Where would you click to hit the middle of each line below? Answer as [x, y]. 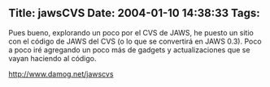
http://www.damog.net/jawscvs [61, 74]
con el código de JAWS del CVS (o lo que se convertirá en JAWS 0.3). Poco [135, 41]
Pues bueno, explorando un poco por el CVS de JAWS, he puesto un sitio [131, 32]
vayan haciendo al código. [52, 58]
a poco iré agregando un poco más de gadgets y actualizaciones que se [129, 50]
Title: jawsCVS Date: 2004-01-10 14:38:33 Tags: [134, 13]
